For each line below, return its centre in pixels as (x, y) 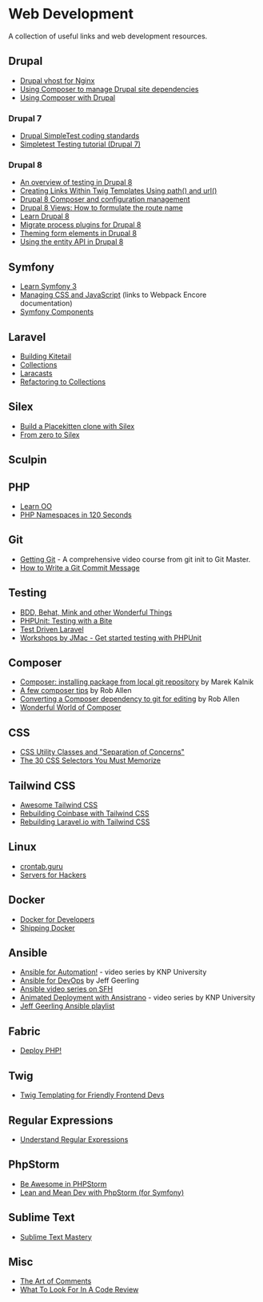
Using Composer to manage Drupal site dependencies (109, 89)
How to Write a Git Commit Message (80, 567)
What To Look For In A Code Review (79, 1290)
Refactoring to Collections (63, 382)
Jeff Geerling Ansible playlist (67, 1006)
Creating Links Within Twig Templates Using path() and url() (118, 191)
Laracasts (36, 373)
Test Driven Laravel (52, 629)
